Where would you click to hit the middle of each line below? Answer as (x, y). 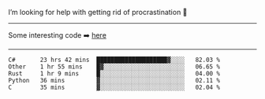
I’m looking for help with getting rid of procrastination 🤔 (98, 12)
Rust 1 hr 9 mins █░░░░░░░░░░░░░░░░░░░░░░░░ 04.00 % (114, 74)
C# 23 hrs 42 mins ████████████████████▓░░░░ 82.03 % (114, 60)
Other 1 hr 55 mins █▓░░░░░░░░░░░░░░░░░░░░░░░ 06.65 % (114, 67)
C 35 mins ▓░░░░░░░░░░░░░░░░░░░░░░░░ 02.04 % (114, 87)
